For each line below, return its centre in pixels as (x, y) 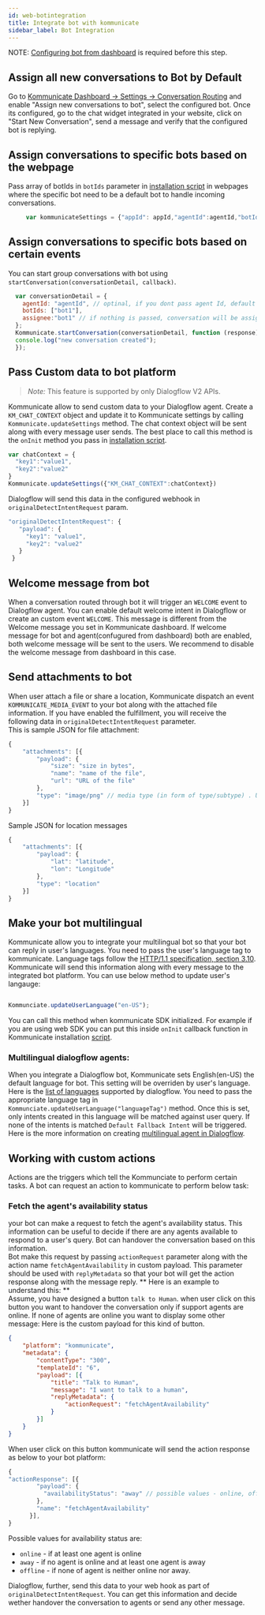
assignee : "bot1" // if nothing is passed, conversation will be (130, 318)
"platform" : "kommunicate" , (68, 1346)
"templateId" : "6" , (69, 1368)
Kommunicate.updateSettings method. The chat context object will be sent (127, 423)
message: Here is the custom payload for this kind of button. (106, 1324)
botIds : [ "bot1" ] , (52, 311)
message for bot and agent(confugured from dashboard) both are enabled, (130, 635)
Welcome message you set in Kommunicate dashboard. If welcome (118, 627)
